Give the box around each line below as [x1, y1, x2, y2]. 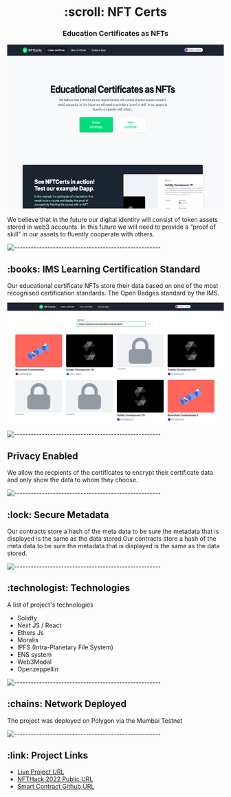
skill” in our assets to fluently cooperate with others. [7, 230, 155, 238]
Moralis [16, 636, 39, 644]
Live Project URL [16, 767, 65, 776]
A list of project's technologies [7, 600, 94, 609]
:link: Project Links [7, 750, 88, 761]
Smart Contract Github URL [16, 783, 95, 791]
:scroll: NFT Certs [64, 4, 167, 20]
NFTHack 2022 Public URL [16, 775, 93, 783]
